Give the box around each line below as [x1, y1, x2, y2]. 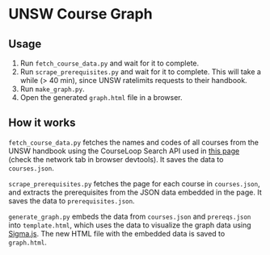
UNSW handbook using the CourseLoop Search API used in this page [8, 146, 240, 156]
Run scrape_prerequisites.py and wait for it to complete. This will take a [19, 67, 261, 77]
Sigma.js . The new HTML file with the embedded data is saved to [8, 228, 226, 238]
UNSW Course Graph [8, 5, 153, 23]
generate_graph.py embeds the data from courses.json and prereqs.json [8, 211, 251, 221]
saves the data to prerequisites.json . [8, 195, 135, 206]
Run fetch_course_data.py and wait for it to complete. [19, 58, 200, 68]
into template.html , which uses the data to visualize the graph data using [8, 219, 252, 230]
